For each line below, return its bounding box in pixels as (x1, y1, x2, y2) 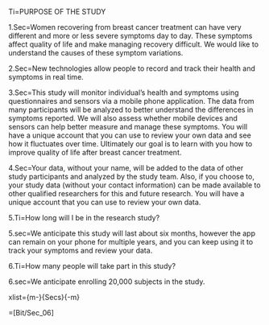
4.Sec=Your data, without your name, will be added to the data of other (8, 163, 244, 172)
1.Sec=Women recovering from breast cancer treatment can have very (8, 23, 242, 31)
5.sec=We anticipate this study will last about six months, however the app (8, 228, 256, 238)
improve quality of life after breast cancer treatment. (8, 148, 182, 157)
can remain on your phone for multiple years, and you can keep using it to (8, 237, 254, 246)
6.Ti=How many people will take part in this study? (8, 261, 176, 270)
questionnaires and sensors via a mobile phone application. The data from (8, 97, 255, 105)
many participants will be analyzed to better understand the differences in (8, 105, 254, 114)
